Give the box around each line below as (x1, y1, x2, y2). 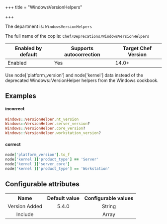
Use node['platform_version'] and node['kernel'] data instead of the (5, 72, 143, 78)
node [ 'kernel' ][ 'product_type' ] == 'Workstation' (5, 166, 110, 171)
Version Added (7, 203, 42, 210)
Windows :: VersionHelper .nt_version (5, 117, 79, 122)
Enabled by (14, 45, 42, 52)
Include (16, 211, 34, 218)
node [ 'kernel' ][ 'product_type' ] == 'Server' (5, 157, 99, 162)
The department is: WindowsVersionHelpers (5, 23, 92, 29)
